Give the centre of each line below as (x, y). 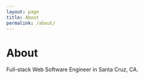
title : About (23, 17)
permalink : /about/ (31, 23)
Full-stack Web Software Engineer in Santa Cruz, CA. (72, 69)
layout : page (23, 12)
